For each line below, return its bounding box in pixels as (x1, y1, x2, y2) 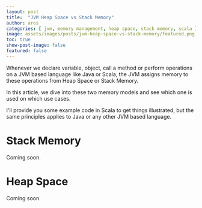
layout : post (6, 8, 39, 15)
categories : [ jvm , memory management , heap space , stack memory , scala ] (6, 25, 198, 32)
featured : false (6, 48, 47, 54)
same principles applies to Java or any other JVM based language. (6, 113, 172, 120)
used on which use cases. (6, 95, 71, 102)
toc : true (6, 37, 31, 43)
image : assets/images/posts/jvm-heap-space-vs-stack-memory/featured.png (6, 31, 195, 37)
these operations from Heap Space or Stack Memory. (6, 77, 139, 84)
